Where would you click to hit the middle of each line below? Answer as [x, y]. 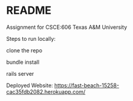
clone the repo [24, 50]
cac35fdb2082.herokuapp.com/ [46, 91]
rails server [20, 73]
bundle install [23, 62]
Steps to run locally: [31, 38]
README [29, 11]
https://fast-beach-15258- [86, 85]
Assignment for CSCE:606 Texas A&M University [67, 27]
